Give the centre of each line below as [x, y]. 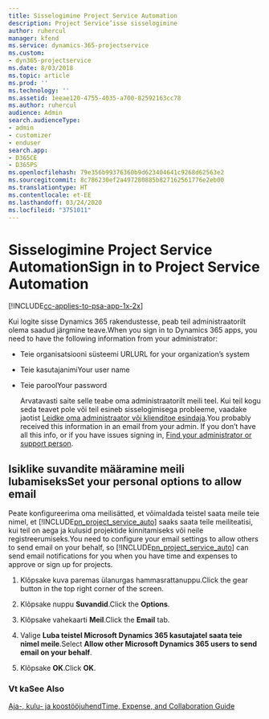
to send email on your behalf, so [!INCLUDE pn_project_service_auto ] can [128, 548]
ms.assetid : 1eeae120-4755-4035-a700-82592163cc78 [95, 98]
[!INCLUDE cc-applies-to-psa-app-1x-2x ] [76, 306]
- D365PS [23, 165]
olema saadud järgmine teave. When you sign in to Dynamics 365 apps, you [133, 330]
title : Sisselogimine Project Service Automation [93, 16]
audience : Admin [35, 113]
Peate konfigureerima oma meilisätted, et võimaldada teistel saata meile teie [134, 513]
